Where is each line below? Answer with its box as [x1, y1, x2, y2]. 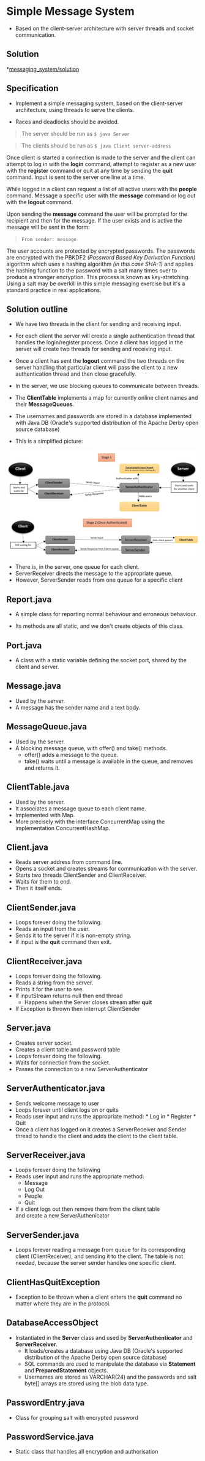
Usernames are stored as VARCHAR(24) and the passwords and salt [24, 1373, 197, 1380]
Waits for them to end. [15, 878, 72, 885]
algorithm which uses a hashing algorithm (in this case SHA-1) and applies [6, 260, 194, 267]
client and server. [15, 663, 59, 671]
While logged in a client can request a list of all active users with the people [6, 185, 197, 192]
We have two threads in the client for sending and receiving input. [15, 320, 182, 328]
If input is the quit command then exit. [15, 938, 112, 946]
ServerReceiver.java [6, 1150, 86, 1160]
